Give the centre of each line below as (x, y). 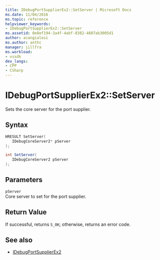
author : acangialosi (27, 38)
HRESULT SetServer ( (26, 137)
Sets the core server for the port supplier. (48, 109)
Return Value (26, 212)
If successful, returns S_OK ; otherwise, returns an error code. (68, 224)
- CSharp (14, 71)
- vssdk (13, 56)
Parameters (24, 180)
